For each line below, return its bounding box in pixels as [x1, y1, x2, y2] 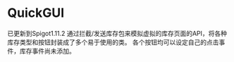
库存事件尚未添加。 [19, 46, 75, 55]
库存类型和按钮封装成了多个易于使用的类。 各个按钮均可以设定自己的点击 [7, 37, 219, 46]
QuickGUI [7, 5, 65, 21]
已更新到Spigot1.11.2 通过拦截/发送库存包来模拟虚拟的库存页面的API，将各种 [7, 29, 228, 37]
